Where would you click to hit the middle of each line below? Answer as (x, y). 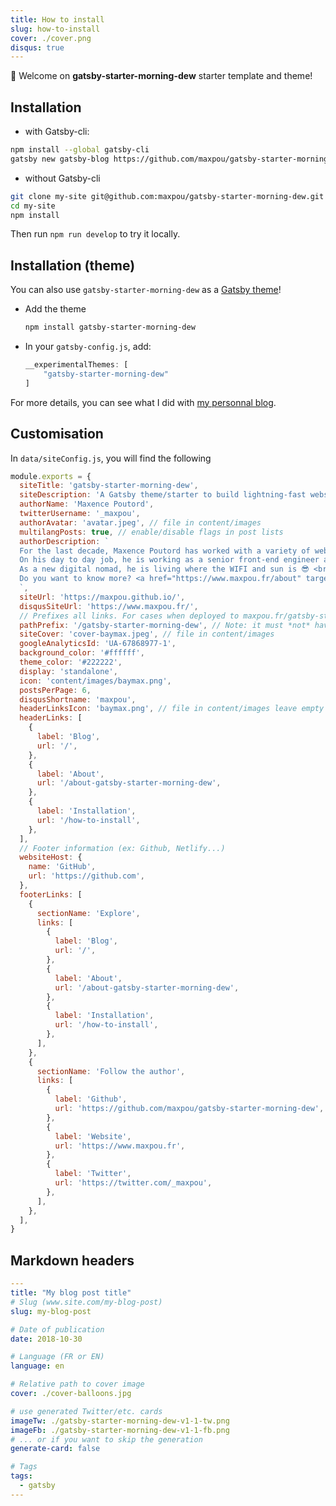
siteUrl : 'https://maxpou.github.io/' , (102, 597)
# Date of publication (57, 1329)
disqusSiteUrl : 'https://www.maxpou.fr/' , (109, 606)
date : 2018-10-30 (46, 1339)
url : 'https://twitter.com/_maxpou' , (133, 1183)
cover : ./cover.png (51, 38)
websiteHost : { (51, 857)
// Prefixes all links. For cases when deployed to (129, 616)
